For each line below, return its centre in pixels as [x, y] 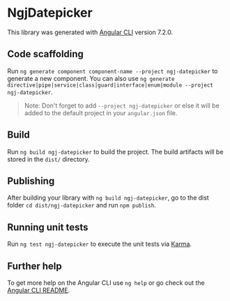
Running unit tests [48, 227]
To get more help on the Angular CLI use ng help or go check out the [106, 283]
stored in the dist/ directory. [49, 159]
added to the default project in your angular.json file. [101, 112]
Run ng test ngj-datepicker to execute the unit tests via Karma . [100, 244]
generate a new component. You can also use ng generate [91, 78]
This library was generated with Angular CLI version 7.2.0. [90, 32]
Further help [35, 266]
